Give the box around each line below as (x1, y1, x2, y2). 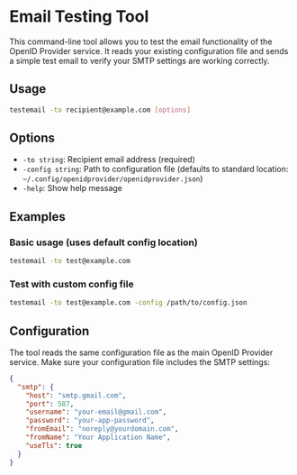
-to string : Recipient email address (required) (22, 154, 195, 165)
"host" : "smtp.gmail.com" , (25, 390, 127, 400)
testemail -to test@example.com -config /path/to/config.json (9, 298, 247, 307)
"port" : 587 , (25, 399, 75, 408)
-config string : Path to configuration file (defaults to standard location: (22, 164, 289, 175)
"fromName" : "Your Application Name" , (25, 433, 171, 443)
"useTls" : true (25, 441, 83, 450)
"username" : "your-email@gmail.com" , (25, 407, 167, 416)
